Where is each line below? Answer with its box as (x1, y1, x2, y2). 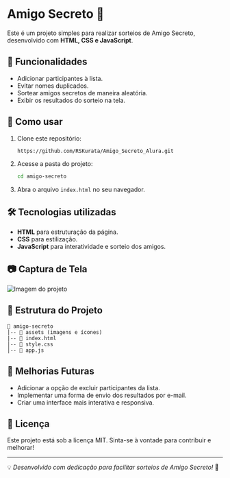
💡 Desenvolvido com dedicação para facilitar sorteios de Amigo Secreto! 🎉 (7, 463, 219, 472)
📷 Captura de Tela (7, 263, 88, 275)
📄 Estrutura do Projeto (7, 304, 103, 316)
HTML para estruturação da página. (16, 228, 118, 236)
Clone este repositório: (16, 134, 82, 143)
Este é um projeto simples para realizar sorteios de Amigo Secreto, (7, 29, 196, 37)
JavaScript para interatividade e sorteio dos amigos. (16, 243, 166, 251)
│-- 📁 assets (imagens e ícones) (7, 328, 103, 335)
